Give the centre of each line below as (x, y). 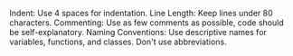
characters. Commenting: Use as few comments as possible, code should (146, 23)
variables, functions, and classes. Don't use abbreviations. (118, 42)
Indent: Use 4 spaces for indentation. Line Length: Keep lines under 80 (141, 13)
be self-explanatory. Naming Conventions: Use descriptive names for (138, 32)
